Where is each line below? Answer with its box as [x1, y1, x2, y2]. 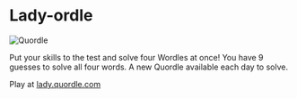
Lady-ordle [9, 5, 93, 26]
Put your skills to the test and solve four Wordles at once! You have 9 [9, 52, 264, 62]
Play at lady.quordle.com [9, 78, 101, 89]
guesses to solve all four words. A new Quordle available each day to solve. [9, 61, 289, 72]
